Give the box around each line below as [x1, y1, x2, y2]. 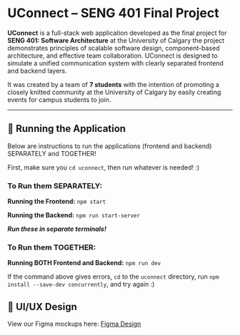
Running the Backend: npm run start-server [7, 211, 141, 220]
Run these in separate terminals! [7, 225, 107, 233]
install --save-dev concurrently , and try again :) [7, 280, 155, 289]
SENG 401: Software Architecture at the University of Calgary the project [7, 36, 225, 44]
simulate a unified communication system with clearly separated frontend [7, 58, 224, 67]
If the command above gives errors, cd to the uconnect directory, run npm [7, 272, 219, 281]
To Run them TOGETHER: [7, 242, 96, 252]
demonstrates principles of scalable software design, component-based [7, 43, 220, 52]
